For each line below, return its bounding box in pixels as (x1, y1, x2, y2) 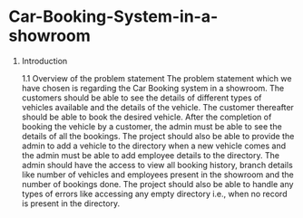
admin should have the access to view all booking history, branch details (21, 159, 294, 170)
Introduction (21, 55, 68, 66)
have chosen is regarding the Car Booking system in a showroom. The (21, 82, 285, 93)
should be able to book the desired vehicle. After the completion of (21, 111, 272, 122)
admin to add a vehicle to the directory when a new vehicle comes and (21, 140, 287, 151)
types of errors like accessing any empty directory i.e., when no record (21, 188, 288, 199)
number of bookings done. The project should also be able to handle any (21, 178, 294, 189)
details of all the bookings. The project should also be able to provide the (21, 130, 295, 141)
